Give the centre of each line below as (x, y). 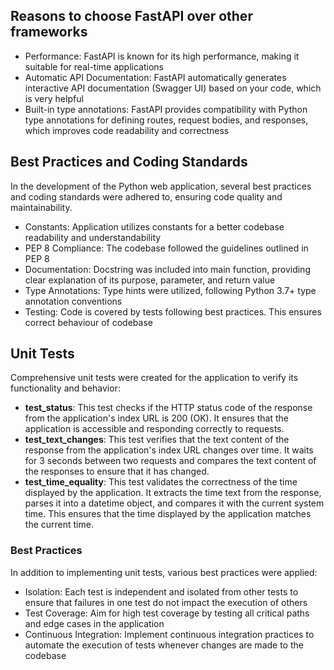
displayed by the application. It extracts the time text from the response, (173, 493)
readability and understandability (93, 237)
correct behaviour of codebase (88, 322)
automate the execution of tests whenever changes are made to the (164, 645)
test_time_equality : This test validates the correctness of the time (161, 482)
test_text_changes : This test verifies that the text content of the (157, 440)
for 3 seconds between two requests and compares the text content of (170, 461)
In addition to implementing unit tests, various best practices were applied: (164, 572)
